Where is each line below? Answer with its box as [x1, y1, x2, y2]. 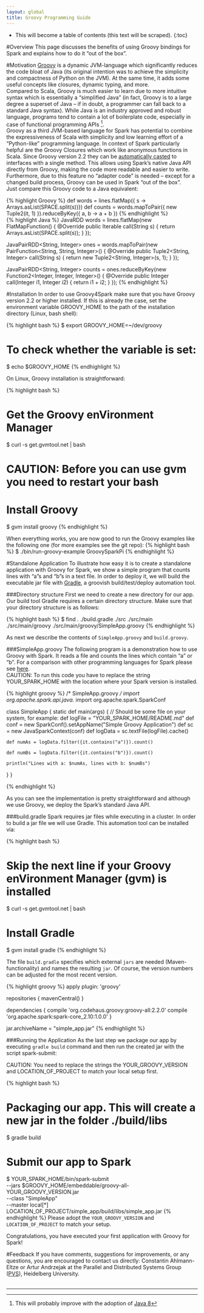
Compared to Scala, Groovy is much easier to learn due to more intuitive [6, 87, 187, 94]
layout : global [6, 9, 45, 15]
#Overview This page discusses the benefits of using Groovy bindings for [6, 43, 191, 50]
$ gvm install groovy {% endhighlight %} [6, 523, 108, 531]
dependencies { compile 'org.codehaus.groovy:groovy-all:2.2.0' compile [6, 1006, 188, 1014]
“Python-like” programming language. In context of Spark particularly [6, 140, 180, 147]
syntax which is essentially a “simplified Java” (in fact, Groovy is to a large [6, 94, 192, 101]
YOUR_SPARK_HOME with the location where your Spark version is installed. [6, 678, 198, 685]
